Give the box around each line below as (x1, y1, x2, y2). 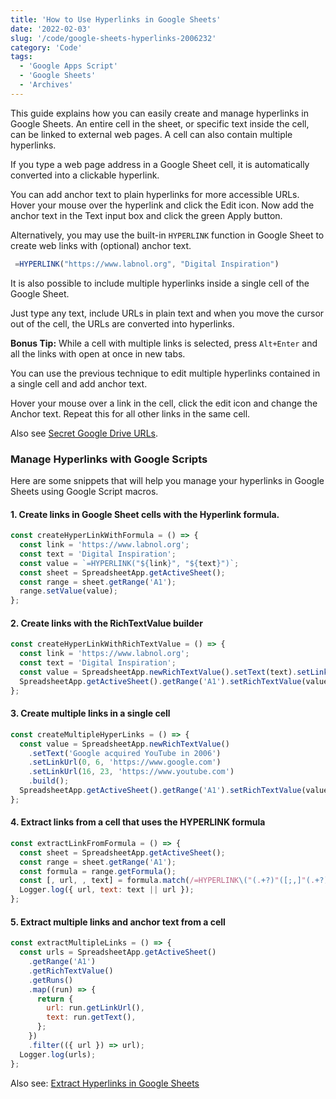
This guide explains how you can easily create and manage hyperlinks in (10, 107, 309, 119)
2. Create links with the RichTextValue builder (10, 617, 203, 629)
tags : (10, 52, 33, 62)
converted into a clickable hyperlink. (10, 169, 160, 181)
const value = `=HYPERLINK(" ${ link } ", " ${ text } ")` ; (19, 558, 240, 568)
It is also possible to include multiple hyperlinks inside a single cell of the (10, 277, 310, 289)
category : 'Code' (10, 42, 83, 53)
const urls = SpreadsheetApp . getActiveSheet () (19, 947, 217, 958)
